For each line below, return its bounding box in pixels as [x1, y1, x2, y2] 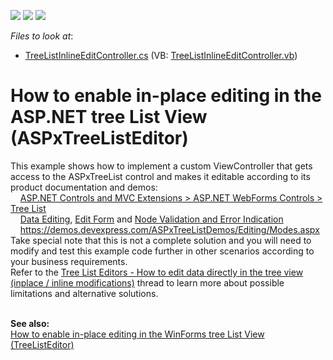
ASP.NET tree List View [10, 106, 208, 129]
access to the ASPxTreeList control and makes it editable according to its [10, 170, 311, 182]
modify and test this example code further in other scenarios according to [10, 245, 315, 257]
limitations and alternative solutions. [10, 287, 159, 299]
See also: [10, 317, 50, 329]
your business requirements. [10, 255, 128, 267]
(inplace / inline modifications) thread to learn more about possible [10, 276, 285, 289]
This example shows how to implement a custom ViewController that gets [10, 160, 313, 172]
